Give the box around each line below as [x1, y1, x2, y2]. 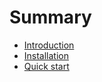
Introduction [23, 39, 75, 51]
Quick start [23, 60, 70, 72]
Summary [9, 6, 92, 29]
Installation [23, 49, 70, 61]
